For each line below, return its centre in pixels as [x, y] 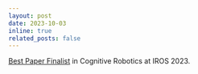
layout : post [30, 16]
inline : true [30, 31]
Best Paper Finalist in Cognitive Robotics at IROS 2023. [99, 61]
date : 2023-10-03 [37, 23]
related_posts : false [45, 38]
